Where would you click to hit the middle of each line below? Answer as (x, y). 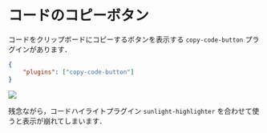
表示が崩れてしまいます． (64, 121)
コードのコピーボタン (79, 16)
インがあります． (43, 49)
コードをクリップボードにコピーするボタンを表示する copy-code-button (126, 39)
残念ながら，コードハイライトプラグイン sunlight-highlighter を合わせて (130, 111)
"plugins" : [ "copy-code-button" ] (79, 72)
